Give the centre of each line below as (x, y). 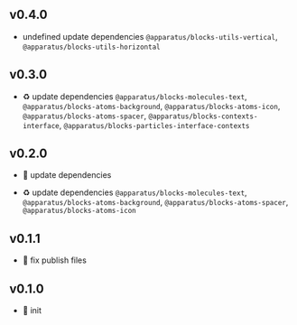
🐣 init (32, 311)
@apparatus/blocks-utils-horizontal (91, 47)
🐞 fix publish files (55, 260)
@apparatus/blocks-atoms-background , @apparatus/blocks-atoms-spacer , (155, 202)
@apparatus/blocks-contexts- (203, 116)
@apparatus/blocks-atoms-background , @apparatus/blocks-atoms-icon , (151, 106)
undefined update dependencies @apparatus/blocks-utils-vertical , (150, 36)
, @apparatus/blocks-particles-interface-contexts (154, 125)
